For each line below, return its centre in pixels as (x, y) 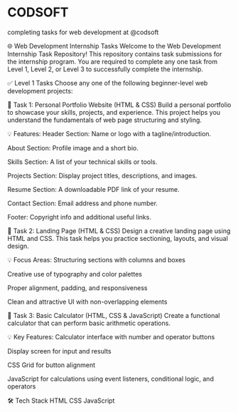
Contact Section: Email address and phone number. (83, 203)
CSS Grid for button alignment (52, 365)
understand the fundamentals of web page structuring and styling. (105, 120)
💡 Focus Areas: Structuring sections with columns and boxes (97, 259)
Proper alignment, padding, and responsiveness (77, 288)
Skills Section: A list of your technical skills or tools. (82, 162)
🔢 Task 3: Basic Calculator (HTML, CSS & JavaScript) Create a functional (114, 315)
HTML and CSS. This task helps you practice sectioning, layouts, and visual (118, 238)
